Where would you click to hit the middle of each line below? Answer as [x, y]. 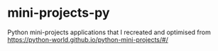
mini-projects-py [59, 13]
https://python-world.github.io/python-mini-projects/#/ [88, 39]
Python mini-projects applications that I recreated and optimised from [109, 32]
